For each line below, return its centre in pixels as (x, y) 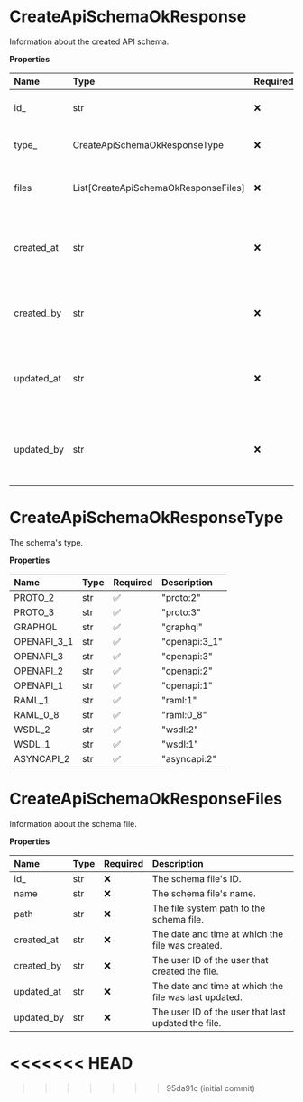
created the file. (185, 971)
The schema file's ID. (197, 878)
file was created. (187, 945)
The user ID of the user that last (219, 1012)
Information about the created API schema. (89, 41)
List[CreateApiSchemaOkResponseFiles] (159, 188)
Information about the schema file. (73, 823)
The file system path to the (209, 908)
